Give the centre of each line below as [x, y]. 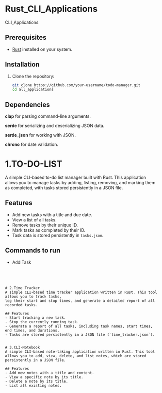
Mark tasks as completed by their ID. [49, 230]
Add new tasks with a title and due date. [52, 215]
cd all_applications [33, 90]
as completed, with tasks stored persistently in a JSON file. [64, 188]
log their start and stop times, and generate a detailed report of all [80, 301]
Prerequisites [26, 38]
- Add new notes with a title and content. [50, 373]
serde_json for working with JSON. [40, 135]
